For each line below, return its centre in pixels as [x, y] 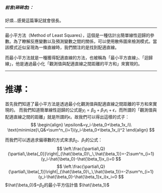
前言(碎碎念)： [19, 7]
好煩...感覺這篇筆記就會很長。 [34, 20]
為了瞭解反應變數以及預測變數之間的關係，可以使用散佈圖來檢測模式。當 [85, 41]
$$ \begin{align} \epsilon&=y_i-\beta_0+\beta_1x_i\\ [81, 125]
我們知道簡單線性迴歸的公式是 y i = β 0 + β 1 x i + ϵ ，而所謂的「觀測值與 [90, 110]
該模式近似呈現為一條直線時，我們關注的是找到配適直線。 [62, 47]
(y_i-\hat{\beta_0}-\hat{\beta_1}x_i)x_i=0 [78, 177]
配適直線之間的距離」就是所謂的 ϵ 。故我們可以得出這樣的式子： [67, 117]
